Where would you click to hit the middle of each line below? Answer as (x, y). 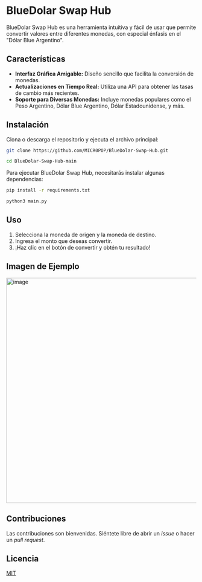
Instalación (28, 125)
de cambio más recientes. (47, 93)
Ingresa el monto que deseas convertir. (64, 241)
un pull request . (26, 540)
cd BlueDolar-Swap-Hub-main (42, 161)
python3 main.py (27, 201)
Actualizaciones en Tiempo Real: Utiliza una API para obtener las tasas (104, 86)
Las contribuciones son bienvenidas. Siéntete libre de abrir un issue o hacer (100, 533)
